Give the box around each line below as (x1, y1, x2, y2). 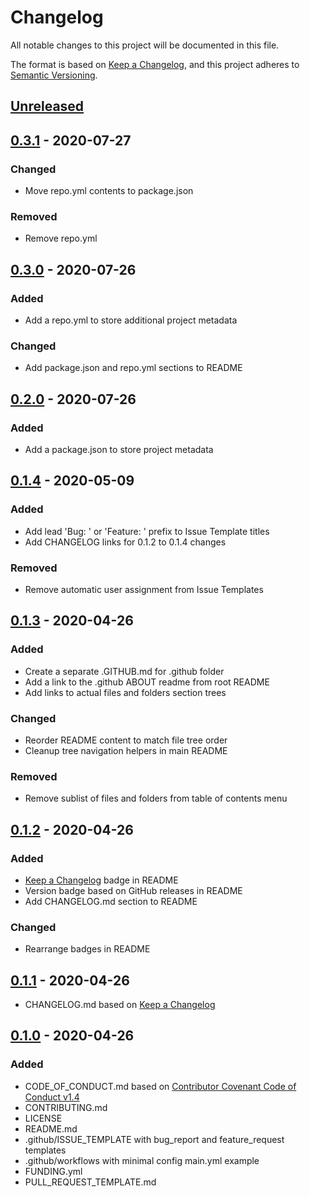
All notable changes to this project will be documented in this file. (10, 39, 280, 51)
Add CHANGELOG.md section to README (24, 895, 198, 907)
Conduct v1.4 (24, 1091, 80, 1103)
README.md (24, 1122, 78, 1135)
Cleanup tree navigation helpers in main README (24, 744, 228, 756)
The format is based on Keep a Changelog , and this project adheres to (10, 58, 300, 70)
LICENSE (24, 1112, 63, 1124)
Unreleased (10, 98, 85, 115)
